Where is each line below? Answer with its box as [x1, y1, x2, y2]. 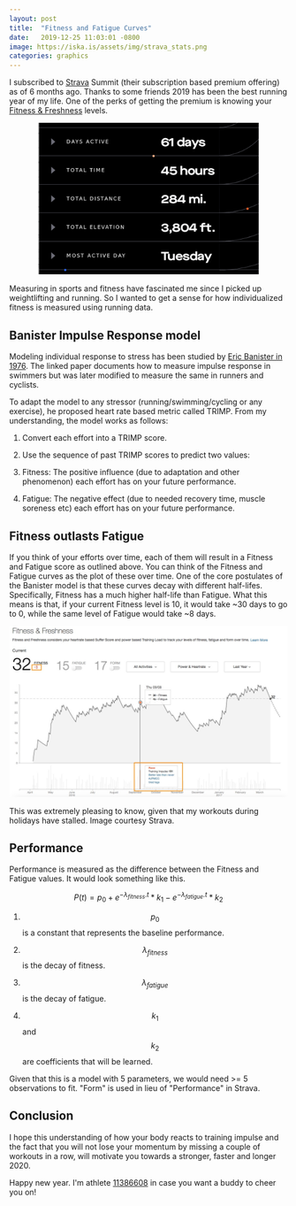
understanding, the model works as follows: [9, 416, 169, 426]
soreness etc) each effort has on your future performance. [21, 503, 236, 513]
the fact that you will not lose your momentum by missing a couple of [9, 1141, 261, 1152]
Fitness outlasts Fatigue [9, 528, 144, 543]
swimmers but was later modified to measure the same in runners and [9, 370, 264, 380]
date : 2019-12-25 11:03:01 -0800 [9, 33, 140, 42]
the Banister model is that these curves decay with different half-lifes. [9, 580, 263, 590]
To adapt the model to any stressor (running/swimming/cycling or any [9, 396, 263, 407]
